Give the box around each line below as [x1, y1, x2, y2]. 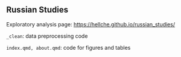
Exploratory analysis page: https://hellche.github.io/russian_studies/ [6, 20, 176, 28]
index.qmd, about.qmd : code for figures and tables [6, 44, 131, 51]
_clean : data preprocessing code [6, 32, 88, 40]
